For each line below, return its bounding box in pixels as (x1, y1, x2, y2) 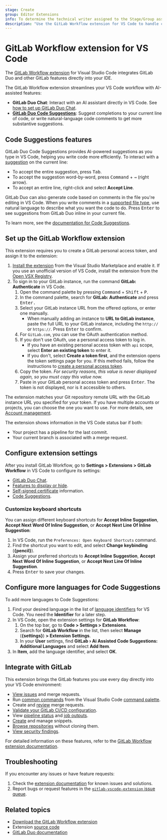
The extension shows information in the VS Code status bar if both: (5, 419, 143, 425)
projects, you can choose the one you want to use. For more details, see (5, 404, 153, 410)
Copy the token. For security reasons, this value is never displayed (19, 368, 157, 374)
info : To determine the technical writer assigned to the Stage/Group (5, 16, 155, 21)
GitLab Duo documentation (12, 830, 68, 836)
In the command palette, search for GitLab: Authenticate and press (19, 294, 159, 300)
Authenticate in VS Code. (12, 284, 66, 290)
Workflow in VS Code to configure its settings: (5, 467, 101, 474)
